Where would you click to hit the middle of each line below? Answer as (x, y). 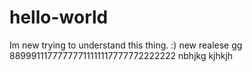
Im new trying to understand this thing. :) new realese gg (126, 45)
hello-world (59, 17)
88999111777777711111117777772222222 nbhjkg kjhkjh (121, 55)
